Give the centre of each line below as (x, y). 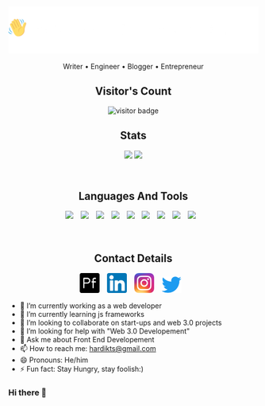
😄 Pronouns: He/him (54, 360)
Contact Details (133, 258)
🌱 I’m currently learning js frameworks (82, 314)
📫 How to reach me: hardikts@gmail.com (88, 349)
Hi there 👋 (28, 392)
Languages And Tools (133, 196)
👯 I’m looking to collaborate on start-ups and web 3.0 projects (121, 323)
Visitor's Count (133, 91)
